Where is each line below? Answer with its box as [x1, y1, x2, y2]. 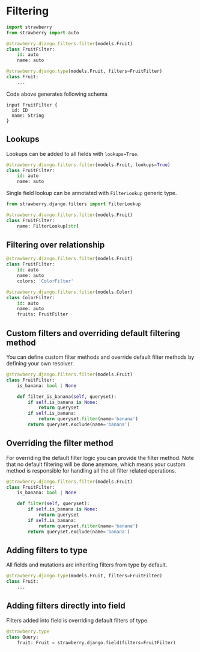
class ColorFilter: [6, 294, 55, 300]
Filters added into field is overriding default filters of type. [6, 616, 149, 624]
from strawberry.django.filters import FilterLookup [6, 201, 141, 207]
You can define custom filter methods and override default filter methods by [6, 353, 195, 361]
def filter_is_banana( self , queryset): [17, 393, 117, 400]
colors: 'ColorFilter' [17, 278, 74, 284]
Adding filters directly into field [6, 601, 126, 611]
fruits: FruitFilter [17, 311, 68, 317]
